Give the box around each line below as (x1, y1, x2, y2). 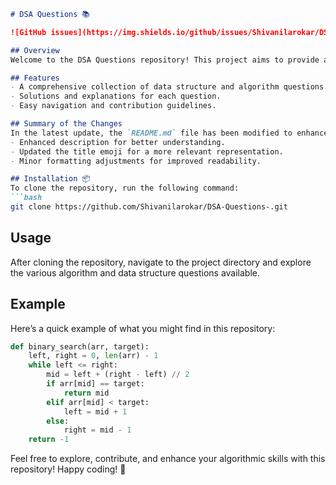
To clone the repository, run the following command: (10, 183, 240, 194)
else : (46, 416, 70, 426)
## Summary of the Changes (10, 119, 123, 129)
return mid (63, 388, 110, 398)
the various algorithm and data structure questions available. (10, 266, 261, 279)
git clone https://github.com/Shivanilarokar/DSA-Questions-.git (10, 202, 288, 212)
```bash (10, 193, 43, 203)
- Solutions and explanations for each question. (10, 91, 222, 102)
